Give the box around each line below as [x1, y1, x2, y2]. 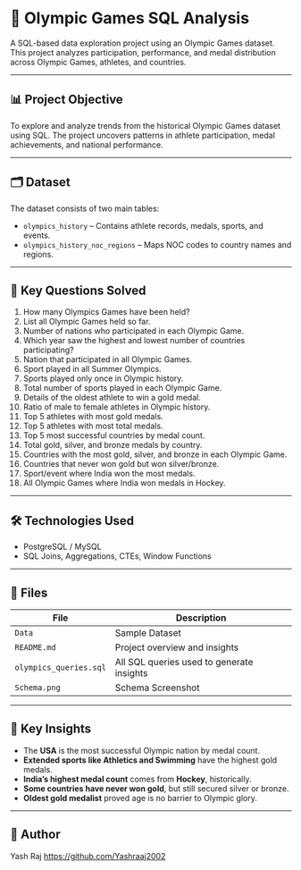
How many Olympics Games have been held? [22, 307, 190, 317]
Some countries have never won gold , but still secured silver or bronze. [22, 782, 289, 794]
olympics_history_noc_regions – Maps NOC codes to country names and [22, 239, 292, 249]
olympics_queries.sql [14, 663, 106, 672]
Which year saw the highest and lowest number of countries [22, 335, 246, 346]
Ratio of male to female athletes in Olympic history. [22, 401, 211, 412]
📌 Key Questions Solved [10, 283, 146, 298]
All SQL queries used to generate [114, 656, 254, 668]
